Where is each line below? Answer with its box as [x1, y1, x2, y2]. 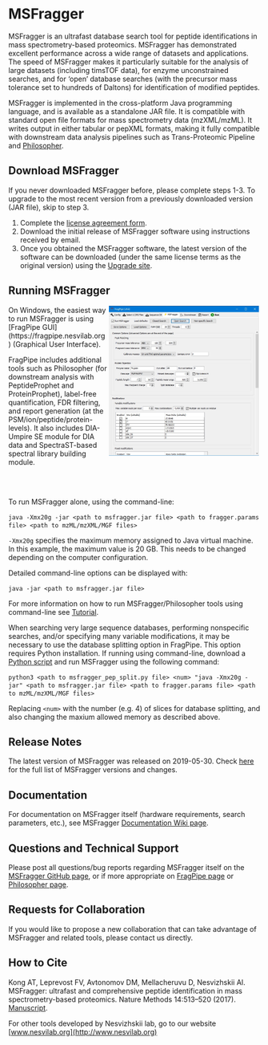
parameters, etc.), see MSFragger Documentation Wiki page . [8, 818, 210, 827]
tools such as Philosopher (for [8, 363, 107, 373]
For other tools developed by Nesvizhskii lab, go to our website [8, 1019, 217, 1028]
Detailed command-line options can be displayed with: [8, 567, 188, 578]
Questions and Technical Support [8, 841, 179, 855]
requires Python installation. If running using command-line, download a [8, 648, 246, 658]
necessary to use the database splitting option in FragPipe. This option [8, 640, 242, 649]
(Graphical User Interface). [13, 339, 102, 349]
